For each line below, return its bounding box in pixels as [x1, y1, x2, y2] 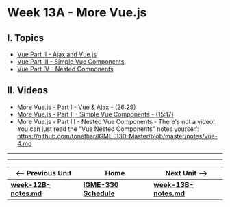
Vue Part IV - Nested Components [16, 65, 114, 73]
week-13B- [153, 180, 194, 189]
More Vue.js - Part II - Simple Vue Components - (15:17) [16, 110, 175, 118]
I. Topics [7, 32, 44, 44]
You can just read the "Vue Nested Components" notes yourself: [16, 125, 200, 133]
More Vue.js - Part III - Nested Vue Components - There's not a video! [16, 117, 215, 125]
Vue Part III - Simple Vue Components [16, 58, 125, 66]
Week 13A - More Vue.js [7, 5, 147, 21]
